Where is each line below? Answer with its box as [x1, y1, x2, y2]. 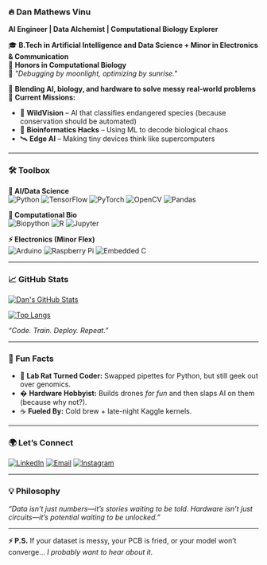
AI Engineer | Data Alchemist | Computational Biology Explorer [8, 25, 219, 34]
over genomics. [19, 379, 72, 389]
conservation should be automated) [19, 116, 137, 126]
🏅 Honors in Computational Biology [8, 61, 127, 70]
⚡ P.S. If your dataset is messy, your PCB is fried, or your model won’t [8, 536, 237, 545]
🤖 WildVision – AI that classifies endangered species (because [19, 108, 226, 118]
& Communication [8, 52, 69, 61]
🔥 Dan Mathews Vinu [8, 6, 91, 18]
